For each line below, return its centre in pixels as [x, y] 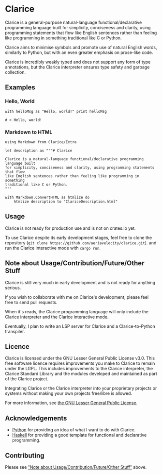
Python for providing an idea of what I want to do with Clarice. [74, 430]
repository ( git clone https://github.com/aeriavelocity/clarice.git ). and [81, 243]
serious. [13, 288]
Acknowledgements [36, 418]
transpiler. [15, 331]
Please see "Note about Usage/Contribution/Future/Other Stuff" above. [76, 467]
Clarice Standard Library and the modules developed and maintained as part [81, 374]
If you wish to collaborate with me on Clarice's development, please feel [77, 297]
